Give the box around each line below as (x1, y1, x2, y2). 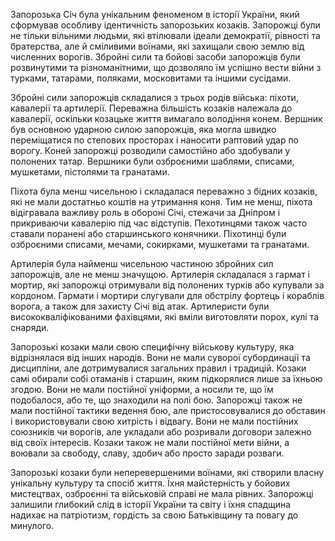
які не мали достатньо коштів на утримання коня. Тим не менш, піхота (10, 196, 313, 208)
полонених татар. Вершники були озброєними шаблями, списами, (10, 155, 295, 167)
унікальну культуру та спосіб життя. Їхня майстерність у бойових (10, 477, 291, 489)
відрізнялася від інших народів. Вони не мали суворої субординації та (10, 352, 311, 363)
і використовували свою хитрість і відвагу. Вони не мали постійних (10, 415, 299, 427)
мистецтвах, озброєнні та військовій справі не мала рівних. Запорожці (10, 488, 314, 499)
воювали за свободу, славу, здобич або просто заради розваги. (10, 447, 285, 459)
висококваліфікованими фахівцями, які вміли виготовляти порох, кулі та (10, 311, 320, 323)
